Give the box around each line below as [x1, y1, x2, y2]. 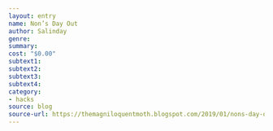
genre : [8, 34, 31, 43]
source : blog [8, 103, 53, 111]
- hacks [8, 95, 35, 103]
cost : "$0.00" [8, 50, 57, 58]
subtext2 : [8, 65, 42, 73]
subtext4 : [8, 80, 42, 88]
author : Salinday [8, 27, 67, 35]
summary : [8, 42, 38, 50]
